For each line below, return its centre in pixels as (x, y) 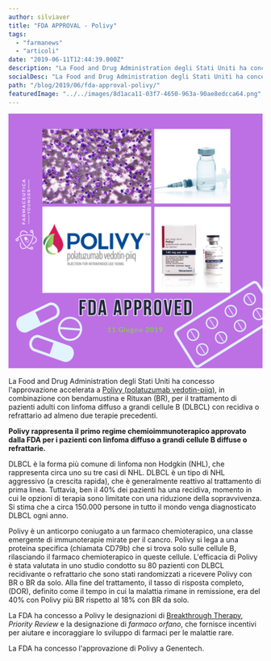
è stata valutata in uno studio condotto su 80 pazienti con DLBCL (116, 565)
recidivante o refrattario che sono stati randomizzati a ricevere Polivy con (130, 574)
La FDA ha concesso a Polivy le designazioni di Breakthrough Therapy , (126, 615)
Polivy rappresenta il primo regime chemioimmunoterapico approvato (127, 431)
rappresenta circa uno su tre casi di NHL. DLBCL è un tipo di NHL (117, 472)
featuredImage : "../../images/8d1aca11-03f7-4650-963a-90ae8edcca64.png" (135, 94)
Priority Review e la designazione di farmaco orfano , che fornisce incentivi (132, 624)
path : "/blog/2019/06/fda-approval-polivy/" (84, 85)
